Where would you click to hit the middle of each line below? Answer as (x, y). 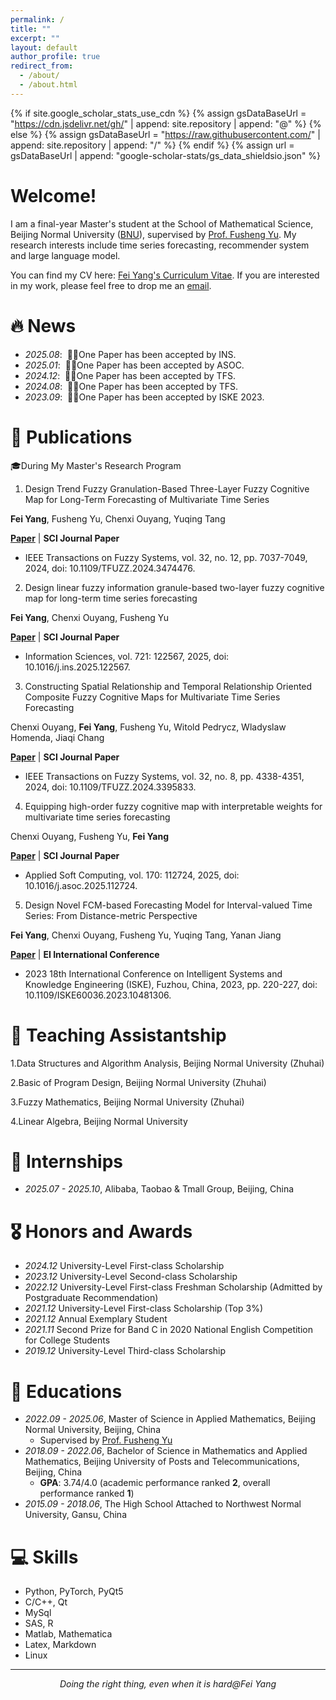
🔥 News (43, 325)
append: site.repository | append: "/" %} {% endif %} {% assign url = (152, 145)
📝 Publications (71, 437)
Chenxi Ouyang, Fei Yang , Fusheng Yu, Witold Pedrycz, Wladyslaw (148, 727)
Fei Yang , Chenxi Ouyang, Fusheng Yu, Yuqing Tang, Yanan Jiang (146, 935)
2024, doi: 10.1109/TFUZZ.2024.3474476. (110, 568)
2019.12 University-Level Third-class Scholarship (125, 1351)
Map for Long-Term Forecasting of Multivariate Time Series (147, 499)
